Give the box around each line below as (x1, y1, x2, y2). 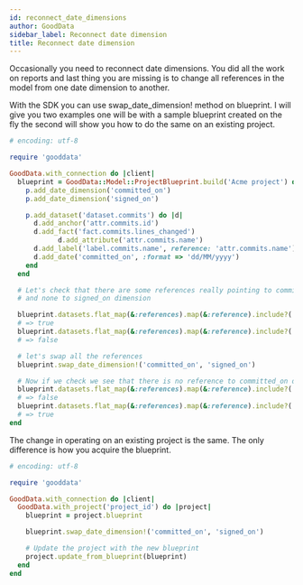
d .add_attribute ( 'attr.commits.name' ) (57, 236, 204, 245)
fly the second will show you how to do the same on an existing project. (9, 119, 276, 130)
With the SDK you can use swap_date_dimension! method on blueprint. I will (9, 100, 291, 111)
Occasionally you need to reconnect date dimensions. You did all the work (9, 63, 285, 74)
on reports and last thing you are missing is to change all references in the (9, 73, 285, 84)
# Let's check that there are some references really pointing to (17, 285, 272, 294)
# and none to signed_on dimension (17, 294, 151, 303)
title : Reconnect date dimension (9, 38, 135, 48)
